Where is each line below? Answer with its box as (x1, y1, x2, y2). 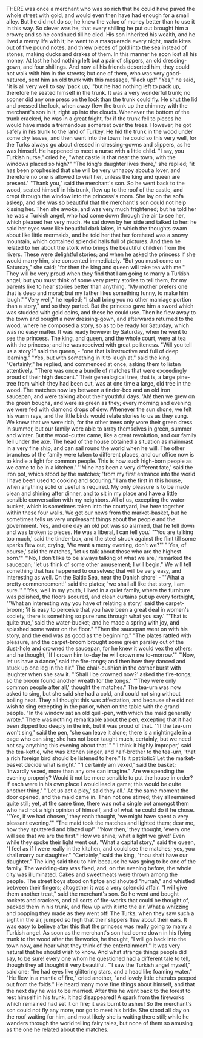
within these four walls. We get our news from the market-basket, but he (6, 509, 187, 516)
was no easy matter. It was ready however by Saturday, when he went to (6, 328, 188, 335)
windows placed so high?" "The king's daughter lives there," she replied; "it (6, 161, 195, 167)
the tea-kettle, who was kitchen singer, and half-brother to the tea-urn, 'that (6, 748, 196, 755)
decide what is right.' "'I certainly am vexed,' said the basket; (24, 761, 176, 768)
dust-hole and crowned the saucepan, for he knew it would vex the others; (6, 645, 193, 652)
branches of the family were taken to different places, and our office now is (6, 451, 195, 458)
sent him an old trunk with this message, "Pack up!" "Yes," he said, (28, 76, 196, 83)
